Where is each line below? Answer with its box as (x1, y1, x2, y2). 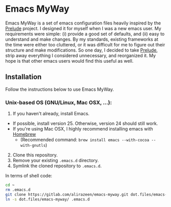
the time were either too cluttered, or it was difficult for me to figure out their (5, 41, 165, 47)
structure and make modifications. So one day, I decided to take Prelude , (5, 47, 158, 53)
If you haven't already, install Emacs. (12, 111, 90, 117)
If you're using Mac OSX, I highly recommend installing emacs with (12, 126, 154, 132)
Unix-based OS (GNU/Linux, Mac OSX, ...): (5, 99, 112, 106)
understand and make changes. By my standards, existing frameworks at (5, 36, 159, 42)
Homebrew (12, 131, 36, 138)
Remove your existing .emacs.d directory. (12, 158, 99, 164)
